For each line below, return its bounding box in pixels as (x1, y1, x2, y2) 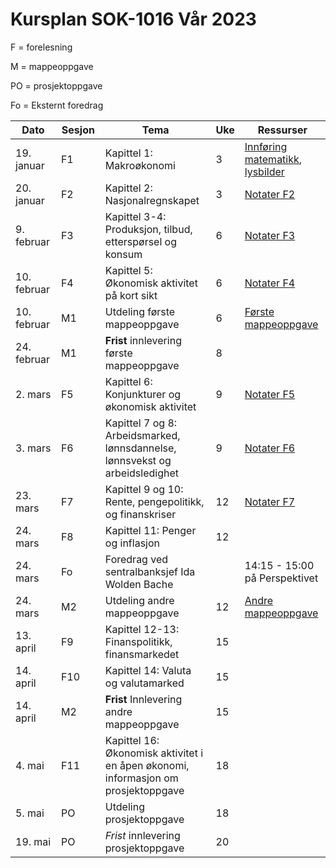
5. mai (15, 806, 45, 820)
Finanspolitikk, (104, 634, 173, 648)
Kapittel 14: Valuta (104, 663, 192, 677)
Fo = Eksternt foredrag (10, 99, 104, 111)
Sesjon (61, 123, 95, 137)
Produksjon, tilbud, (104, 222, 193, 236)
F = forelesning (10, 41, 73, 53)
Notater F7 (244, 494, 296, 508)
